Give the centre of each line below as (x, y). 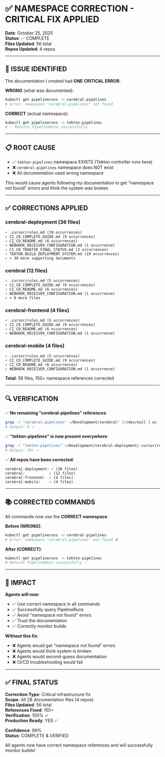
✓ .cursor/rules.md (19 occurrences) (44, 232)
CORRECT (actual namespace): (37, 113)
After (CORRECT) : (24, 549)
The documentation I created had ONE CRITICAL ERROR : (63, 81)
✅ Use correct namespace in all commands (56, 604)
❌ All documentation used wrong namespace (58, 173)
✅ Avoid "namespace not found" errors (52, 615)
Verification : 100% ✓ (27, 715)
